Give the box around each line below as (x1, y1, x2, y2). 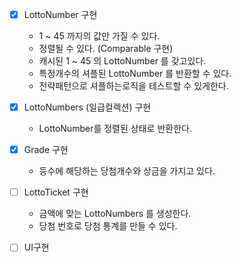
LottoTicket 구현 (23, 186, 89, 198)
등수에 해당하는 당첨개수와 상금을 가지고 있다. (38, 165, 216, 177)
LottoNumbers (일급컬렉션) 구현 (23, 101, 152, 113)
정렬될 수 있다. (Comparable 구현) (38, 43, 174, 55)
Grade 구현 (23, 144, 69, 156)
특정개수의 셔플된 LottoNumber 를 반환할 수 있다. (38, 68, 232, 80)
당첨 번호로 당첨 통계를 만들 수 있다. (38, 220, 178, 232)
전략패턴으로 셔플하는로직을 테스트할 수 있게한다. (38, 80, 229, 92)
